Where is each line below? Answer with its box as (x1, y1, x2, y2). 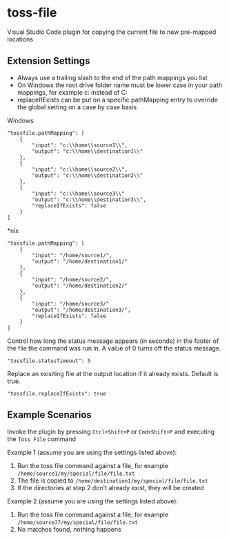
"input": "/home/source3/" (32, 300, 110, 307)
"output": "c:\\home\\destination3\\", (32, 196, 147, 203)
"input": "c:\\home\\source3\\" (32, 190, 126, 197)
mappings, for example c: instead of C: (17, 88, 128, 96)
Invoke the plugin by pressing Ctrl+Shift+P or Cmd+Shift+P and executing (7, 427, 215, 436)
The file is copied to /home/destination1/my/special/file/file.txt (17, 476, 208, 485)
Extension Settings (7, 55, 90, 67)
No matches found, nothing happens (17, 525, 122, 533)
